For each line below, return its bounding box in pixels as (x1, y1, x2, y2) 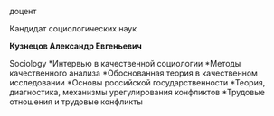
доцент (9, 6, 37, 16)
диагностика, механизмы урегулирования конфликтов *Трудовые (9, 87, 265, 97)
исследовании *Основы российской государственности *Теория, (9, 77, 266, 87)
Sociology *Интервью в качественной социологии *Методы (9, 58, 241, 68)
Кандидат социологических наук (9, 23, 137, 33)
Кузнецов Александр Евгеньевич (9, 40, 142, 51)
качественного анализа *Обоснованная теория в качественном (9, 67, 258, 78)
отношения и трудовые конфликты (9, 96, 143, 107)
